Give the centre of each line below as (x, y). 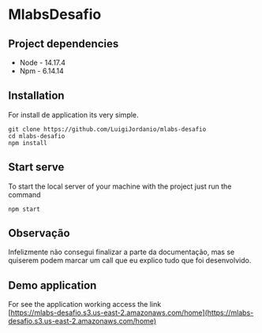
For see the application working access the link (85, 305)
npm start (24, 209)
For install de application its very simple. (74, 114)
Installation (36, 96)
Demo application (52, 285)
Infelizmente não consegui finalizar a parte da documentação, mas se (122, 252)
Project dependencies (64, 44)
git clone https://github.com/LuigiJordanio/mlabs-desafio (107, 129)
